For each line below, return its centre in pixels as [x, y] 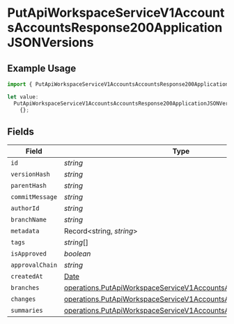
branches [25, 288]
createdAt [27, 277]
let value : [23, 97]
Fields [21, 132]
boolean [77, 254]
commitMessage [34, 197]
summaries [27, 311]
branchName [29, 220]
